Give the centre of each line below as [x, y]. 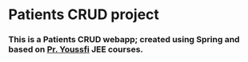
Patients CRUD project [84, 15]
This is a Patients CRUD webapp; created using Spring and [124, 40]
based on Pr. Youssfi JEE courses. [76, 49]
